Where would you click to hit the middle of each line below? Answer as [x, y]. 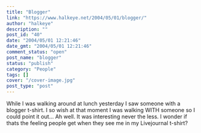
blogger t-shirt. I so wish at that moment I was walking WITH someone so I [101, 110]
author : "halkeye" [30, 23]
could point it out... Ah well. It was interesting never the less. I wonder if [97, 116]
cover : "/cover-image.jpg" [41, 80]
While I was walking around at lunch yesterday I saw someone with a [93, 104]
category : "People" [31, 69]
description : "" [27, 29]
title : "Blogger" [29, 12]
